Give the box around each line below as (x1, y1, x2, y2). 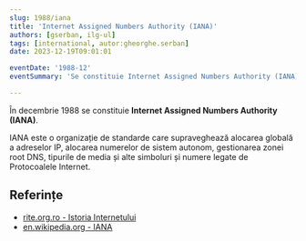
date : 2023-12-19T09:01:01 (9, 47, 112, 56)
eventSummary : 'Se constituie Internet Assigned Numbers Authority (9, 72, 271, 82)
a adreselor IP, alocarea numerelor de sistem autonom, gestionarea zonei (9, 142, 284, 153)
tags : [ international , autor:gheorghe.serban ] (9, 38, 189, 48)
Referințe (9, 187, 64, 203)
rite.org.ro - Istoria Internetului (22, 211, 137, 223)
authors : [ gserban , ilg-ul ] (9, 30, 117, 39)
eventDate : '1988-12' (9, 64, 92, 73)
